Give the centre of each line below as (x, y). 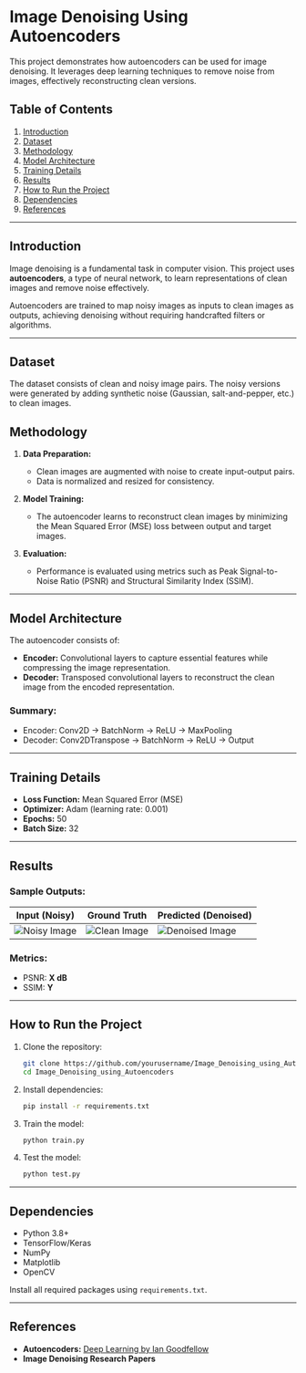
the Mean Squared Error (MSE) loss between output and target (153, 526)
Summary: (33, 711)
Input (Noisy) (45, 915)
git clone (41, 1063)
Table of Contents (61, 110)
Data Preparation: (57, 454)
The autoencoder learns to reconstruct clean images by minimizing (162, 516)
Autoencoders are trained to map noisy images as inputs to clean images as (152, 305)
